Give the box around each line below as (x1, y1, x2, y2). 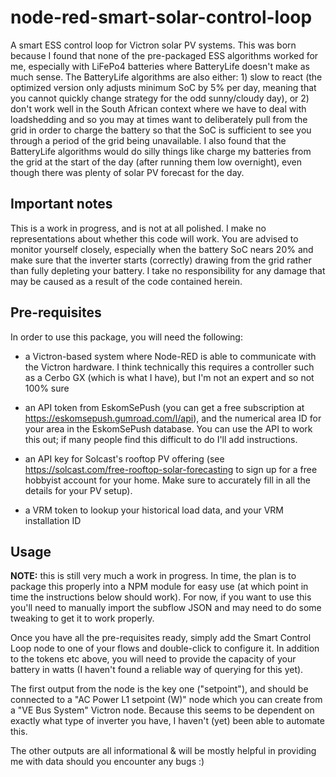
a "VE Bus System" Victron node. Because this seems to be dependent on (10, 704, 315, 716)
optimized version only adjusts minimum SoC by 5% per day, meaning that (10, 81, 317, 93)
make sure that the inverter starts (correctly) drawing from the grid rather (10, 254, 312, 266)
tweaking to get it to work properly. (10, 612, 155, 625)
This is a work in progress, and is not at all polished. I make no (10, 222, 267, 234)
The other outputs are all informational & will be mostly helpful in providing (10, 745, 317, 757)
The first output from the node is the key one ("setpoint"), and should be (10, 683, 309, 695)
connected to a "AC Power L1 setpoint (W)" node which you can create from (10, 694, 323, 706)
